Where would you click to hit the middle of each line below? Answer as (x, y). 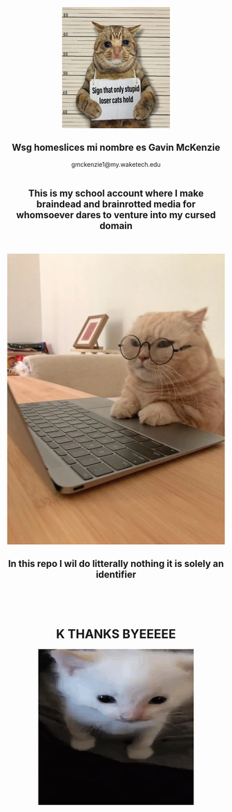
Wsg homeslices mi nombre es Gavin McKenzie (116, 148)
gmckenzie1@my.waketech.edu (116, 164)
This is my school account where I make (116, 193)
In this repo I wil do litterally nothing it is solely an (116, 564)
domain (116, 226)
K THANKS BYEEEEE (116, 634)
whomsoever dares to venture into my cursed (116, 215)
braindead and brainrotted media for (116, 205)
